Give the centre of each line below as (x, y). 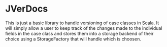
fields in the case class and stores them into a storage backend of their (79, 33)
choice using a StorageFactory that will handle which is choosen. (73, 39)
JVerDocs (27, 9)
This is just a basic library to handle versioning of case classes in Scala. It (82, 23)
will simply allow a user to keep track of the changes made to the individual (84, 28)
